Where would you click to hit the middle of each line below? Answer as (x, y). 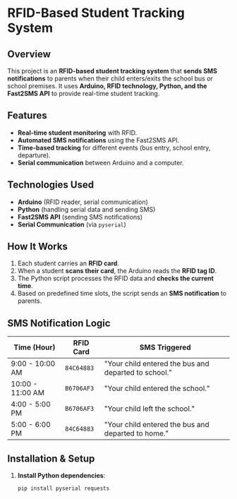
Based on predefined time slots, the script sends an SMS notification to (122, 294)
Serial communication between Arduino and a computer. (101, 162)
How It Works (38, 247)
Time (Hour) (35, 347)
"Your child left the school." (150, 409)
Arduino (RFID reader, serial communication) (83, 202)
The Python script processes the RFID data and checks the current (115, 278)
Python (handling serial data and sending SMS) (86, 209)
